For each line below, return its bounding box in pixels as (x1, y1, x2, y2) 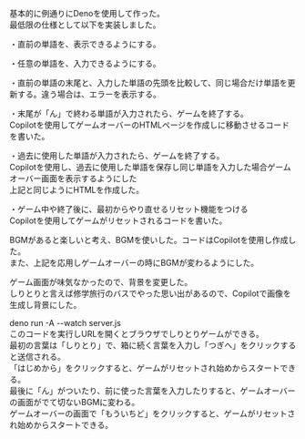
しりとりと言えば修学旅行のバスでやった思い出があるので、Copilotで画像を (9, 288, 291, 299)
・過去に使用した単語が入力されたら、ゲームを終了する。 (9, 150, 225, 161)
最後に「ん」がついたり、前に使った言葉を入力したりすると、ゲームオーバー (9, 385, 296, 396)
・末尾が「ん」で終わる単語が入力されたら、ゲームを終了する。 (9, 108, 249, 118)
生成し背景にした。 (9, 300, 82, 310)
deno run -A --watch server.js (9, 318, 121, 328)
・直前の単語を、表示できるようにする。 (9, 39, 161, 49)
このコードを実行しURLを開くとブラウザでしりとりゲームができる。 (9, 329, 264, 339)
